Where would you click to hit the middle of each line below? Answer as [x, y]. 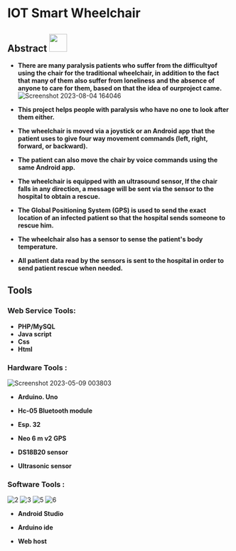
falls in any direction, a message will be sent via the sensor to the [116, 189]
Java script [34, 334]
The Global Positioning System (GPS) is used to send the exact [112, 210]
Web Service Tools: [42, 311]
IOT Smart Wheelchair [74, 13]
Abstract [27, 48]
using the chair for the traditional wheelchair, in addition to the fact [118, 73]
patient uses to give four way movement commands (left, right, [113, 138]
